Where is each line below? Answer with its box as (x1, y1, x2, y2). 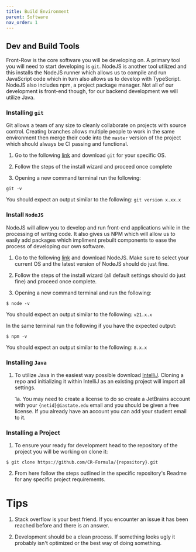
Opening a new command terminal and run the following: (14, 289, 152, 296)
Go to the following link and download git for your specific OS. (14, 152, 167, 159)
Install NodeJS (6, 211, 44, 219)
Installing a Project (6, 428, 60, 437)
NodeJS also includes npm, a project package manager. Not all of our (6, 81, 174, 88)
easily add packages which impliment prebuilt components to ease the (6, 236, 177, 244)
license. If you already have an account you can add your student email (14, 408, 187, 415)
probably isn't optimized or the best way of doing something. (14, 540, 162, 547)
